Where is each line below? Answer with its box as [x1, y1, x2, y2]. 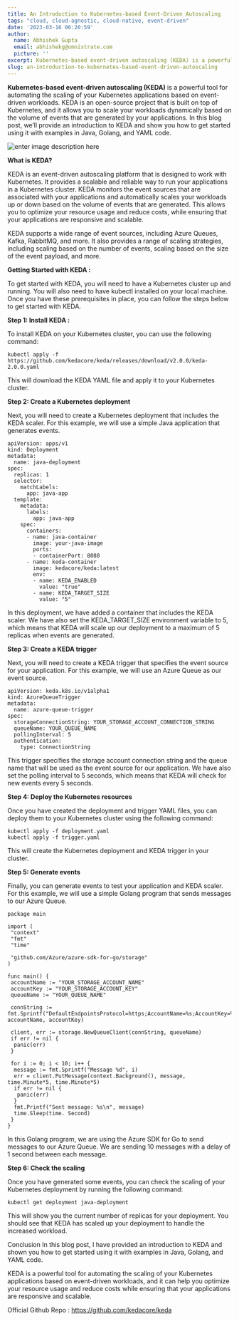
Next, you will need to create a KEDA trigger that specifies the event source [7, 658, 229, 667]
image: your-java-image [33, 539, 103, 547]
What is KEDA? [7, 156, 53, 165]
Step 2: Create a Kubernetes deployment [7, 397, 131, 406]
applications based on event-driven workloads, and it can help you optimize [7, 1276, 230, 1285]
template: [14, 496, 43, 503]
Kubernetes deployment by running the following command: [7, 1185, 184, 1194]
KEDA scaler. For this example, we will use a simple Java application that [7, 418, 221, 427]
